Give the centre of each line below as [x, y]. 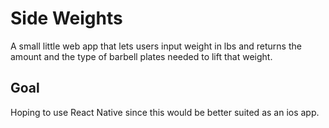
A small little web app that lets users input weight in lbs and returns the [156, 46]
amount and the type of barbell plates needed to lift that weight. [141, 56]
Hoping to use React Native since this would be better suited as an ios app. [165, 112]
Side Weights [66, 18]
